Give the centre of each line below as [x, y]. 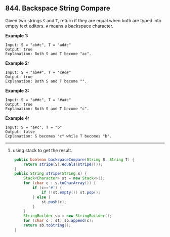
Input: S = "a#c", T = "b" [34, 127]
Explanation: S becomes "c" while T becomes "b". [59, 136]
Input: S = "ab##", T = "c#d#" [38, 72]
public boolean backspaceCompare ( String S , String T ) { [75, 159]
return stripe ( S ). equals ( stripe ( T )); [63, 164]
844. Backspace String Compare [58, 8]
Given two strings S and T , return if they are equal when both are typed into [83, 20]
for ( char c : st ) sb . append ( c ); [59, 221]
